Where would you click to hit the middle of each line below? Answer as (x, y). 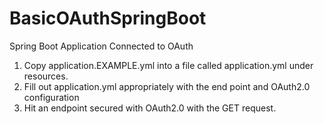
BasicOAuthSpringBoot (108, 18)
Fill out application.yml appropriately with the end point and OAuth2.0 (167, 86)
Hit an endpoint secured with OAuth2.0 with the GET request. (150, 108)
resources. (46, 76)
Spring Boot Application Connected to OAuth (101, 46)
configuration (51, 97)
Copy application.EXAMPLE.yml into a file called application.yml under (168, 65)
